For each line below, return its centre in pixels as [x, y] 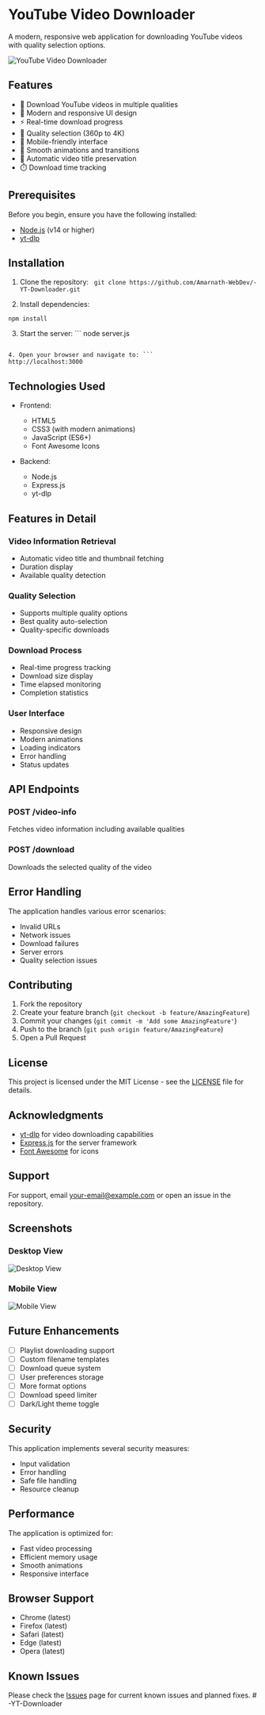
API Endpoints [44, 789]
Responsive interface [54, 1573]
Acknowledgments [56, 1115]
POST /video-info [42, 812]
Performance [42, 1514]
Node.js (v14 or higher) [57, 230]
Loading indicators [50, 748]
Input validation [45, 1464]
